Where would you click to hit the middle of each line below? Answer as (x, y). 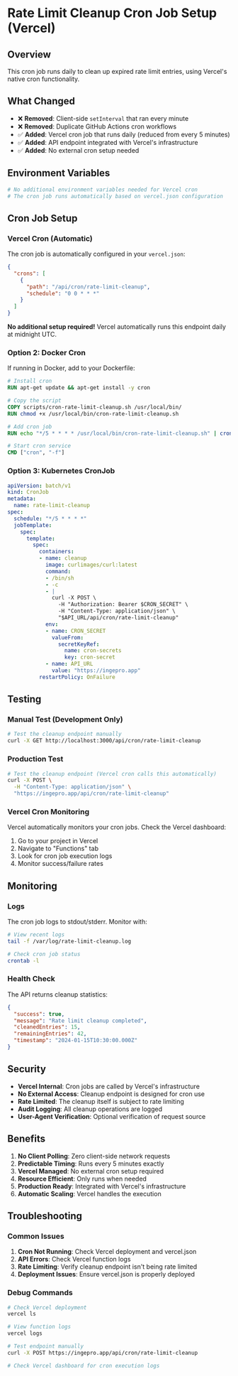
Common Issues (36, 1236)
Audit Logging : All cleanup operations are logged (90, 1109)
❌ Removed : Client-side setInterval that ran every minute (103, 118)
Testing (24, 699)
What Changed (41, 101)
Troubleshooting (45, 1216)
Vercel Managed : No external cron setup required (91, 1171)
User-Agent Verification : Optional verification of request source (112, 1116)
